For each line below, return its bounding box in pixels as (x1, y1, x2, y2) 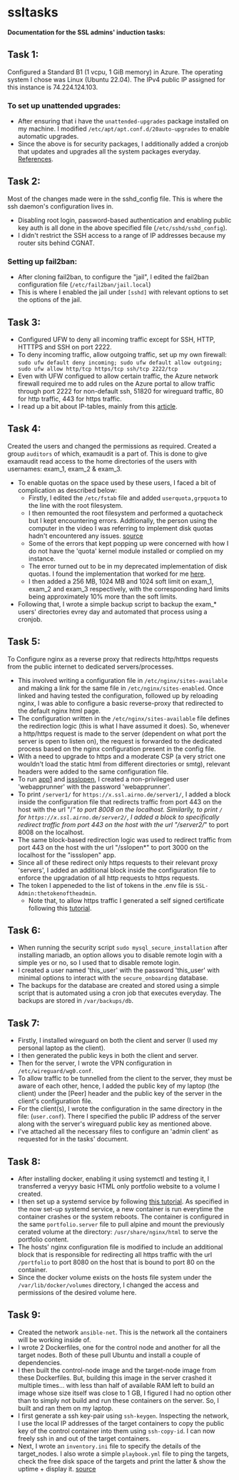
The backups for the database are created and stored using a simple (17, 981, 220, 990)
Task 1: (7, 49, 39, 61)
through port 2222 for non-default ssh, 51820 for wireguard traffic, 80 (17, 386, 224, 395)
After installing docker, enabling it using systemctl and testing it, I (17, 1174, 210, 1183)
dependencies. (17, 1358, 62, 1366)
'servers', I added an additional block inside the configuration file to (17, 866, 216, 874)
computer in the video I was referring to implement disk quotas (28, 524, 214, 532)
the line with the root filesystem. (28, 501, 123, 509)
